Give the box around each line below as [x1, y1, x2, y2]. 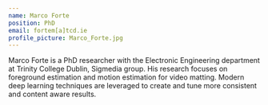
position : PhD [8, 19, 56, 27]
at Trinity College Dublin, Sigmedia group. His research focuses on [8, 64, 228, 74]
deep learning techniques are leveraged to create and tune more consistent [8, 81, 258, 91]
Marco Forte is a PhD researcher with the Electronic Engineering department [8, 56, 260, 65]
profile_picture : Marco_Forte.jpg [8, 33, 124, 42]
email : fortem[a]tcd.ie [8, 26, 88, 34]
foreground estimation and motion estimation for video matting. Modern [8, 72, 245, 82]
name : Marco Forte [8, 11, 70, 20]
